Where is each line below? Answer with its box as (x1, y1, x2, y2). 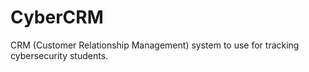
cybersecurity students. (10, 49, 109, 61)
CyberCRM (10, 6, 104, 29)
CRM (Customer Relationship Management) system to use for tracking (10, 39, 300, 51)
